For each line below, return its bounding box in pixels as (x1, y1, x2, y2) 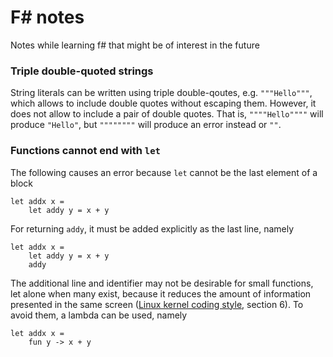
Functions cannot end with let (10, 144, 161, 158)
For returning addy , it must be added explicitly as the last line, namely (10, 222, 295, 235)
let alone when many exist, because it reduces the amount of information (10, 287, 312, 300)
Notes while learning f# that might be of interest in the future (10, 39, 260, 51)
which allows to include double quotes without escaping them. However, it (10, 97, 317, 110)
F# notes (10, 6, 85, 29)
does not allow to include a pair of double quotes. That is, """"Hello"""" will (10, 108, 324, 120)
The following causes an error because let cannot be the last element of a (10, 166, 318, 178)
